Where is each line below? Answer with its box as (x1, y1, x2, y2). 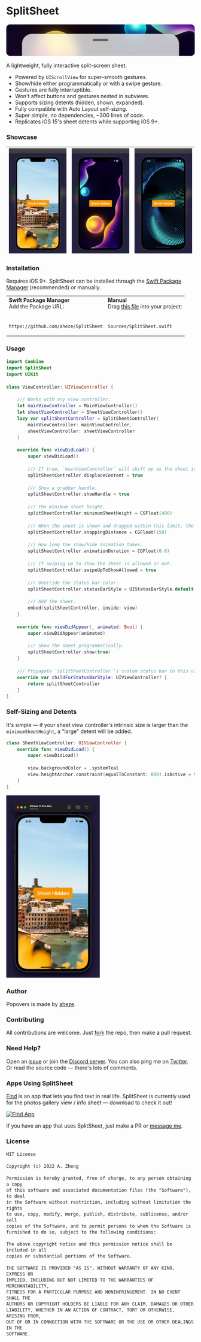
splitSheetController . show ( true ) (28, 649, 111, 655)
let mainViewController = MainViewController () (17, 403, 138, 409)
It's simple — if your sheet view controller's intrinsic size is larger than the (6, 721, 188, 728)
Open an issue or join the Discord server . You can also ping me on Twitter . (6, 1058, 188, 1065)
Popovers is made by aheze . (6, 1001, 76, 1008)
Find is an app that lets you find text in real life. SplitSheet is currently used (6, 1092, 191, 1099)
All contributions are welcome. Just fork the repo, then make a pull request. (6, 1029, 192, 1037)
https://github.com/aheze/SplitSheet (8, 323, 103, 330)
